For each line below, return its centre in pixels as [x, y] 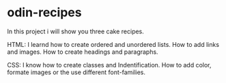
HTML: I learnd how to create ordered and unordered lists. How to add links [113, 44]
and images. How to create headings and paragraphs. [83, 52]
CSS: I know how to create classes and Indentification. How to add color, [109, 65]
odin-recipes [44, 13]
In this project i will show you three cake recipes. [76, 31]
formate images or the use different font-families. [76, 72]
